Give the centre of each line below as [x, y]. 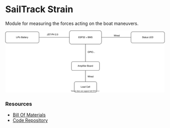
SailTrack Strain [39, 9]
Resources [19, 104]
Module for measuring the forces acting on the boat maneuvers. [72, 23]
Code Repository [30, 120]
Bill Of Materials [29, 115]
